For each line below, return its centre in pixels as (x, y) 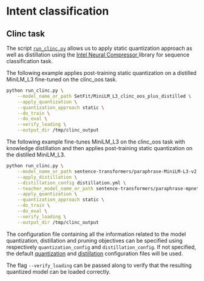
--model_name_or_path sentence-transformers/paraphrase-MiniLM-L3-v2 (107, 172)
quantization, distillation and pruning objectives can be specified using (95, 240)
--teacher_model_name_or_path (56, 189)
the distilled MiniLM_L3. (36, 154)
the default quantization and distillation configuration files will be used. (95, 253)
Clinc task (26, 34)
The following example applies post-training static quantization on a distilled (101, 73)
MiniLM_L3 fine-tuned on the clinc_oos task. (62, 79)
